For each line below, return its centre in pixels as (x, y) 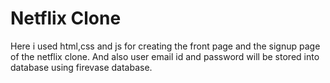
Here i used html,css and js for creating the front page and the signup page (165, 46)
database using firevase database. (81, 67)
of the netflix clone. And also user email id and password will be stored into (165, 56)
